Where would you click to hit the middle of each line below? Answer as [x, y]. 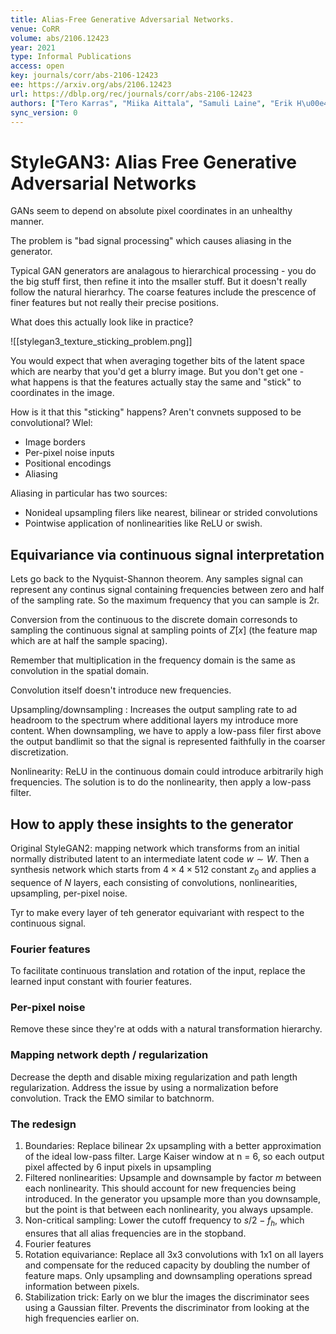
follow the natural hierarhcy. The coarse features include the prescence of [163, 292]
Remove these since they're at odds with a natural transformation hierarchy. [166, 1029]
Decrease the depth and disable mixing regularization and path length [154, 1077]
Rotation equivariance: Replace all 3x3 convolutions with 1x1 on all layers [174, 1254]
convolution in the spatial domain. [80, 671]
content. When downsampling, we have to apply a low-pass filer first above [166, 731]
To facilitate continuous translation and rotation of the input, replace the [158, 971]
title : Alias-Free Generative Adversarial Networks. [122, 19]
